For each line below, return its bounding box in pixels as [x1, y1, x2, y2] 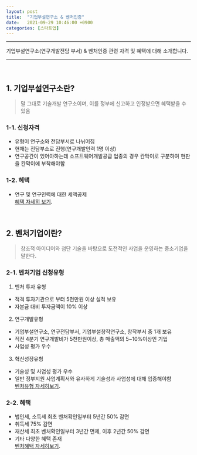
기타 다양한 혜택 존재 [14, 435, 62, 442]
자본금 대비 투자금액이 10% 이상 [14, 303, 88, 310]
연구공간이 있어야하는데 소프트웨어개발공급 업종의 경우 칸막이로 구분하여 [14, 152, 180, 160]
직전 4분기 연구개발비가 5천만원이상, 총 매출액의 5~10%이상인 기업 [14, 335, 168, 342]
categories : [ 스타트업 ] [6, 25, 60, 31]
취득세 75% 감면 [14, 420, 53, 427]
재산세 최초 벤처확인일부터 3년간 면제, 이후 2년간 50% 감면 [14, 428, 150, 435]
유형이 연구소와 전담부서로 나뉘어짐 [14, 138, 95, 145]
